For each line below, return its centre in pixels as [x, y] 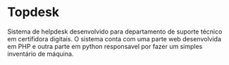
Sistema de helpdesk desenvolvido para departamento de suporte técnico [115, 31]
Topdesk [33, 12]
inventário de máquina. [41, 54]
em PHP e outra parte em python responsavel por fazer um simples [105, 46]
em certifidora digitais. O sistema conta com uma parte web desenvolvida [114, 38]
